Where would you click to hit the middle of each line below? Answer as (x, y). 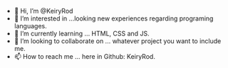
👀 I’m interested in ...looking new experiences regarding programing (114, 18)
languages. (31, 26)
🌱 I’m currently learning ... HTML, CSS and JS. (82, 33)
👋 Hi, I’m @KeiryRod (43, 11)
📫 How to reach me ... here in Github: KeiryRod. (84, 56)
